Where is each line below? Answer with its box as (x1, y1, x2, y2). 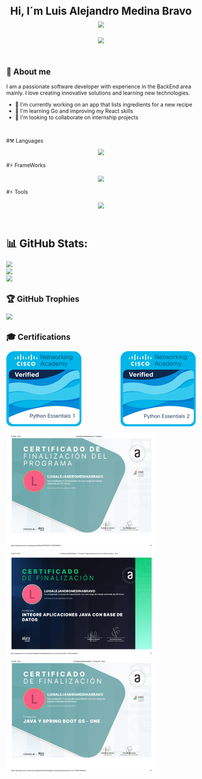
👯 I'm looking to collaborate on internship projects (14, 113, 139, 121)
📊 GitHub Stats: (6, 237, 88, 250)
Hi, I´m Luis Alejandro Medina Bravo (10, 4, 192, 18)
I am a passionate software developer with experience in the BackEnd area (6, 82, 191, 90)
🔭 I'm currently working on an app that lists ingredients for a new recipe (14, 101, 192, 108)
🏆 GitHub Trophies (6, 294, 80, 305)
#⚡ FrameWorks (6, 161, 46, 169)
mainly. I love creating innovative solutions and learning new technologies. (6, 89, 191, 96)
